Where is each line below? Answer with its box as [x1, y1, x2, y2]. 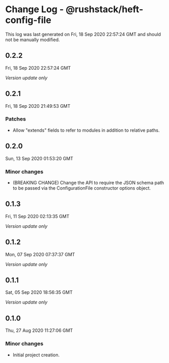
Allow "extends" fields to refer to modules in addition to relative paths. [12, 127, 160, 133]
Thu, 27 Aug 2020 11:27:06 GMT [5, 327, 73, 334]
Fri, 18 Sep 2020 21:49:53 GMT [5, 103, 71, 109]
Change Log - [5, 4, 64, 15]
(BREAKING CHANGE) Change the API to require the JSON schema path [12, 179, 164, 186]
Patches [5, 115, 26, 123]
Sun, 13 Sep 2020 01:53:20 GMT [5, 155, 74, 161]
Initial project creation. [12, 352, 60, 358]
